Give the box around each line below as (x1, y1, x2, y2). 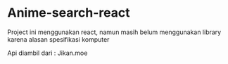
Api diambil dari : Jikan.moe (7, 49, 88, 57)
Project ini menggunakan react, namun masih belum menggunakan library (7, 28, 222, 36)
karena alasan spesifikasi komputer (7, 35, 110, 43)
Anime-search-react (7, 5, 130, 21)
